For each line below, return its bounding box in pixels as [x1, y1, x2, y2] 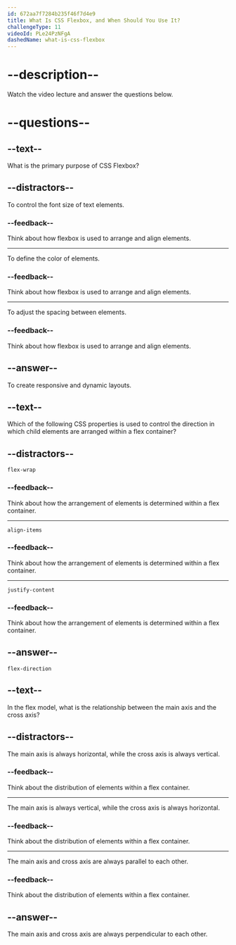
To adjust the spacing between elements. [7, 308, 126, 317]
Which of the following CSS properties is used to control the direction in [7, 420, 215, 428]
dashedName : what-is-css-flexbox [7, 37, 105, 44]
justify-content [7, 586, 55, 594]
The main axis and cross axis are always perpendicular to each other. [7, 930, 208, 939]
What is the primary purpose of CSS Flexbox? [7, 161, 139, 170]
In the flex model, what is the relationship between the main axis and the [7, 703, 216, 711]
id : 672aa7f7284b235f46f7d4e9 [7, 10, 96, 18]
